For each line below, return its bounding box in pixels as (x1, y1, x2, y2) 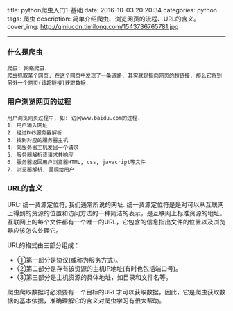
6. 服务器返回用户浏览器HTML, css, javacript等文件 (7, 159, 146, 166)
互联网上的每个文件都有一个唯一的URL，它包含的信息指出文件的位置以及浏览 (7, 217, 226, 226)
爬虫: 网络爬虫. (7, 65, 48, 72)
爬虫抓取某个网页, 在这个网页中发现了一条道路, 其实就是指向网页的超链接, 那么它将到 (7, 72, 222, 80)
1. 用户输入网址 (7, 122, 48, 129)
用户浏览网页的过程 (7, 97, 71, 107)
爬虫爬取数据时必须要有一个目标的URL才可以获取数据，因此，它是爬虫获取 (7, 287, 220, 296)
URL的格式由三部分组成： (7, 241, 80, 249)
